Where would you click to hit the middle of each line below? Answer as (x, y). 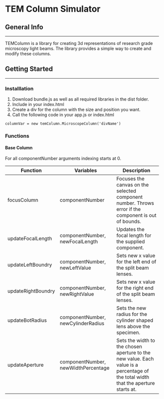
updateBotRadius (27, 320)
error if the (129, 210)
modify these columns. (28, 54)
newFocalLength (79, 242)
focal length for (134, 235)
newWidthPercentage (85, 368)
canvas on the (133, 185)
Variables (86, 170)
